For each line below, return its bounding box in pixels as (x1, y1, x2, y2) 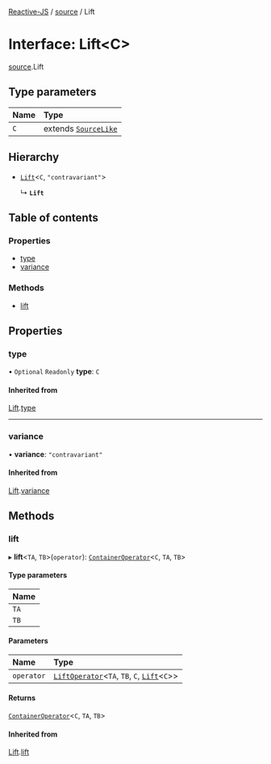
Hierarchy (8, 150, 60, 164)
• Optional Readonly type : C (8, 367, 100, 377)
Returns (8, 693, 36, 703)
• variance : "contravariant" (8, 449, 103, 459)
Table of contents (8, 210, 98, 225)
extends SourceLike (43, 123, 118, 134)
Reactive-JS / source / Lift (8, 7, 95, 16)
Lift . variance (8, 485, 50, 496)
